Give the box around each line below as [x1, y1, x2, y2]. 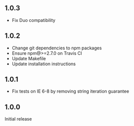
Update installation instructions [11, 61, 76, 67]
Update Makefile [11, 55, 46, 61]
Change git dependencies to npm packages [11, 45, 102, 51]
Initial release [4, 116, 32, 122]
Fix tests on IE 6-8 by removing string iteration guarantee [11, 88, 130, 94]
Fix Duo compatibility [11, 17, 56, 23]
